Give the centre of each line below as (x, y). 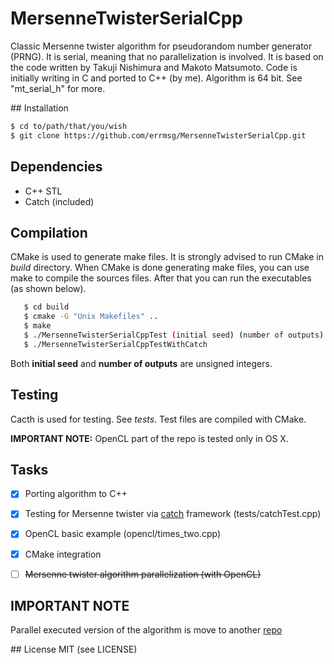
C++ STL (43, 191)
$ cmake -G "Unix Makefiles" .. (91, 317)
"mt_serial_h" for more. (58, 88)
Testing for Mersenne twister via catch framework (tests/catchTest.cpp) (173, 514)
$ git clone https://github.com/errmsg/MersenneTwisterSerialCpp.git (158, 135)
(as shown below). (48, 289)
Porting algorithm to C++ (76, 494)
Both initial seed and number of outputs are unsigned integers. (141, 363)
